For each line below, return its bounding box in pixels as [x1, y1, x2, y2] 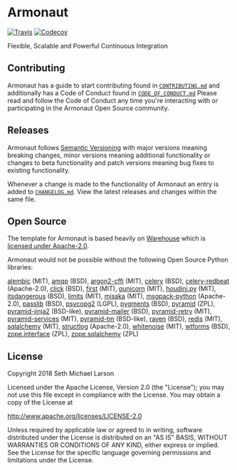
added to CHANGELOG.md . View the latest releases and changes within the [7, 187, 217, 196]
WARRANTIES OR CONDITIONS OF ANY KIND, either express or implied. [7, 441, 219, 449]
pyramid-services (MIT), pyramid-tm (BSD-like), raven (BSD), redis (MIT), [7, 314, 223, 324]
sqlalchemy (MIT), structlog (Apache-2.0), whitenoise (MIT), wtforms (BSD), [7, 322, 231, 331]
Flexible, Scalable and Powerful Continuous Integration [7, 41, 169, 50]
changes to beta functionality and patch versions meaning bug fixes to [7, 158, 215, 167]
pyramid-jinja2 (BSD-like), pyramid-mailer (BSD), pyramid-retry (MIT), [7, 307, 212, 316]
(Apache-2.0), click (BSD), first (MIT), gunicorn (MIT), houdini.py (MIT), [7, 284, 216, 293]
